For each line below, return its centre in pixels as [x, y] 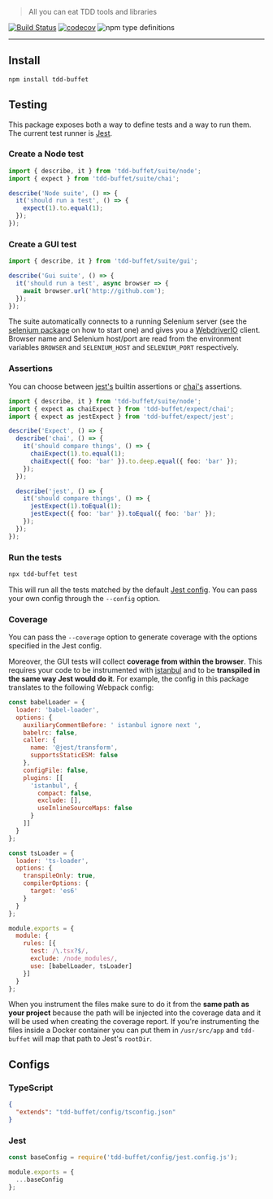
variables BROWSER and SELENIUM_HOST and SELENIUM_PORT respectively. [123, 347]
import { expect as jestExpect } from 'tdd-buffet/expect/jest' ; [121, 416]
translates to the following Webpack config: [81, 687]
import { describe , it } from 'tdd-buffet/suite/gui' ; [103, 261]
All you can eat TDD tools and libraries [92, 12]
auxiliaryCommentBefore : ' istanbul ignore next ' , [112, 725]
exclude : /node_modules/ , [74, 959]
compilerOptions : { [56, 883]
